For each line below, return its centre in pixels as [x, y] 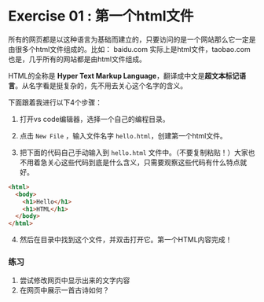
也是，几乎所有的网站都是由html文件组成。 [77, 59]
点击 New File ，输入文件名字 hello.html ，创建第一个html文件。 [123, 135]
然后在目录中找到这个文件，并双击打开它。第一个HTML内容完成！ [126, 240]
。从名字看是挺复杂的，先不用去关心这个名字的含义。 [101, 85]
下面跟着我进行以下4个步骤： [55, 102]
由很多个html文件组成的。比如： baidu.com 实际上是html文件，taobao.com [129, 49]
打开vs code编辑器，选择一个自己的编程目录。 [95, 119]
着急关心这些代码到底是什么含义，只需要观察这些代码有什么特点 [137, 162]
